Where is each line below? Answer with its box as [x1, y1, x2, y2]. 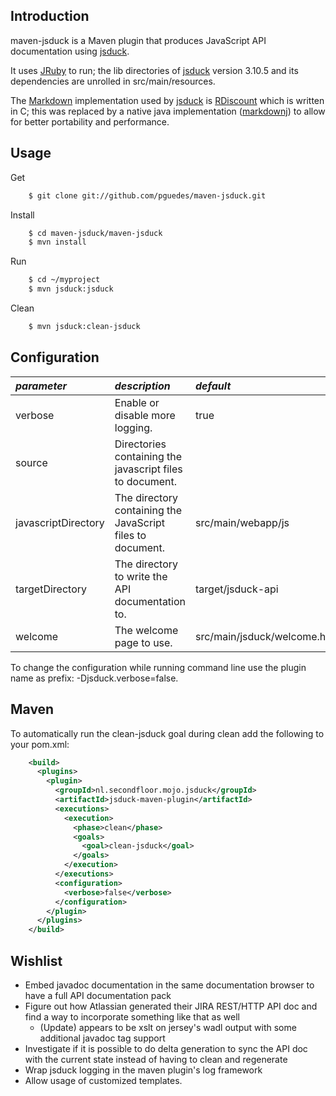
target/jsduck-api [195, 582, 279, 596]
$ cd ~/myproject [28, 275, 101, 285]
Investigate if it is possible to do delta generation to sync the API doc [24, 1042, 308, 1054]
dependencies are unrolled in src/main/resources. [10, 75, 216, 87]
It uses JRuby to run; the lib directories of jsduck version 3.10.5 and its [10, 64, 299, 76]
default [195, 379, 232, 393]
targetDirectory [15, 582, 88, 596]
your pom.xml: [10, 738, 70, 750]
